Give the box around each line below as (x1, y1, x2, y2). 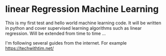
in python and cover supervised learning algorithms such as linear (5, 25, 142, 31)
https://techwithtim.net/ (5, 45, 54, 51)
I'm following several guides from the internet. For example (5, 40, 127, 46)
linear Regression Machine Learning (5, 3, 159, 15)
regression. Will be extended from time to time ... (5, 30, 106, 36)
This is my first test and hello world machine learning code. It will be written (5, 20, 161, 26)
